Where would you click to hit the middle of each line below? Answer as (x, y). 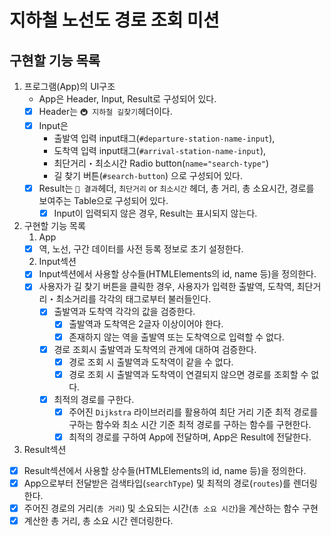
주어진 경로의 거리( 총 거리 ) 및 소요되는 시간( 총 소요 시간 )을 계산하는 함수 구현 (171, 508)
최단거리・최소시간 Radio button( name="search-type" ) (161, 163)
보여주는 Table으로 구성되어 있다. (103, 201)
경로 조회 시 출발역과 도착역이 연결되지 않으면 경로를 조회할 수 (188, 374)
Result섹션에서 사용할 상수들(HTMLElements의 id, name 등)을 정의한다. (165, 470)
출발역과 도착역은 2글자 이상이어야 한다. (146, 324)
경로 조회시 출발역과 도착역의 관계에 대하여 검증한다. (155, 349)
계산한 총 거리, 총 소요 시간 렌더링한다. (98, 521)
